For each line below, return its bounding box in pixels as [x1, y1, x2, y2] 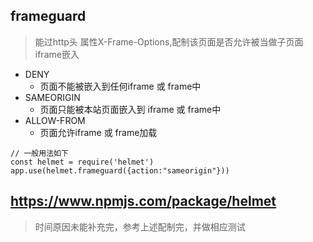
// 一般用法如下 [10, 148, 69, 158]
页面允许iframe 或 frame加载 [39, 126, 158, 138]
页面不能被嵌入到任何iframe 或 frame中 [39, 80, 202, 92]
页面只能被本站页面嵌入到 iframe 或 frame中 [39, 103, 222, 115]
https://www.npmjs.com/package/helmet [10, 193, 277, 210]
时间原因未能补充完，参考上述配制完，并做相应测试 [34, 220, 246, 233]
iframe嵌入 [34, 48, 80, 60]
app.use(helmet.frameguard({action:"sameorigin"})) [10, 165, 230, 176]
